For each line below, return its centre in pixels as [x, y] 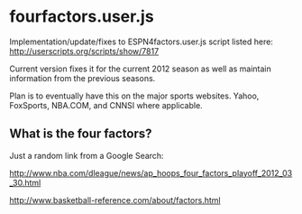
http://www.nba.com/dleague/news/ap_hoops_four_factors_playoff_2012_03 [151, 172]
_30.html [25, 182]
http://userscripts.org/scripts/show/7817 [84, 51]
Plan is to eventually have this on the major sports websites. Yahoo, [134, 96]
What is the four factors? [81, 134]
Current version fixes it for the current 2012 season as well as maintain [141, 69]
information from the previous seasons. [82, 78]
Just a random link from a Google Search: [87, 155]
